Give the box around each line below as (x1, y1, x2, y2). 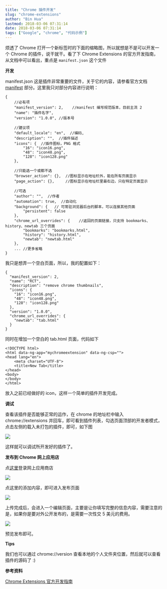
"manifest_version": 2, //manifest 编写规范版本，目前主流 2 (14, 105, 142, 110)
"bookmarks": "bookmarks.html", (23, 228, 91, 233)
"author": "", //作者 (14, 194, 60, 199)
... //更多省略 (14, 246, 43, 251)
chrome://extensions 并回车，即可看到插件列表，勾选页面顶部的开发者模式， (5, 418, 163, 423)
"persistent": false (23, 209, 66, 214)
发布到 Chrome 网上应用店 (5, 454, 59, 460)
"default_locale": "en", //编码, (14, 130, 84, 135)
